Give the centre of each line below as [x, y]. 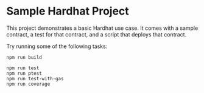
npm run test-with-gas [35, 78]
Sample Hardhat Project [68, 11]
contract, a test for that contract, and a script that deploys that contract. [97, 34]
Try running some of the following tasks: [57, 46]
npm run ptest [24, 73]
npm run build [24, 57]
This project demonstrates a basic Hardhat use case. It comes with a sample [102, 28]
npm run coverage [28, 84]
